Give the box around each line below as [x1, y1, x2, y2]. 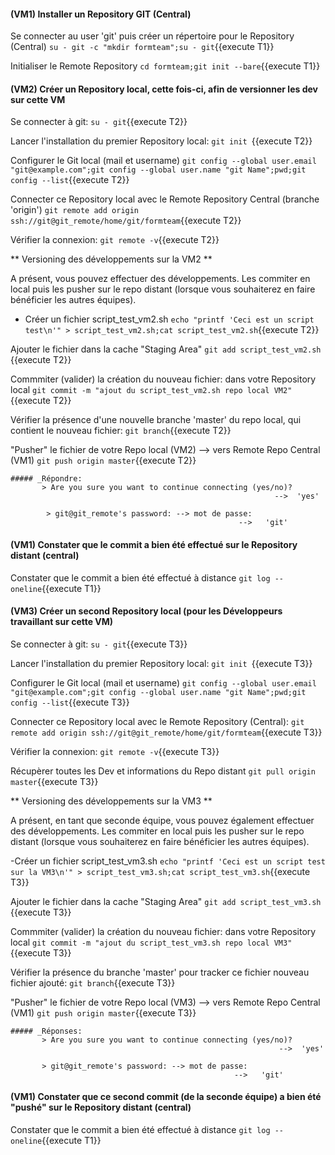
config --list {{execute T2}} [10, 174, 130, 186]
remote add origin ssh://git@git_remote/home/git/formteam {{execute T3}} [10, 726, 323, 738]
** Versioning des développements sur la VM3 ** [10, 795, 213, 807]
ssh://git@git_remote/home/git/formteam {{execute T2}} [10, 215, 242, 227]
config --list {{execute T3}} [10, 696, 130, 708]
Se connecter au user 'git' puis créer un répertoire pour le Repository [10, 30, 295, 42]
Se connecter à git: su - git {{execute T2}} [10, 116, 188, 128]
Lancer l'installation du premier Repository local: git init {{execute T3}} [10, 657, 313, 669]
